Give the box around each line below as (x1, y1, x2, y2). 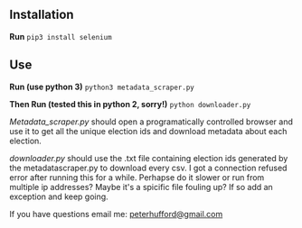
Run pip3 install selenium (9, 31, 112, 41)
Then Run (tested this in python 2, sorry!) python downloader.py (9, 98, 251, 109)
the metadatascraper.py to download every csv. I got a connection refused (9, 162, 288, 173)
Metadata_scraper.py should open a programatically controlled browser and (9, 116, 294, 127)
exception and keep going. (9, 191, 109, 202)
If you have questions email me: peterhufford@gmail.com (9, 208, 223, 219)
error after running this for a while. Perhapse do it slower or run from (9, 171, 265, 183)
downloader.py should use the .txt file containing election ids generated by (9, 152, 288, 163)
